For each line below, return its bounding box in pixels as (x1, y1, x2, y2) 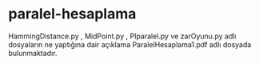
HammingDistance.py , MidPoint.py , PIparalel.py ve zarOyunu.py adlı (8, 31, 237, 41)
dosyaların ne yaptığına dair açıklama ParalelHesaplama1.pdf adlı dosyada (8, 39, 252, 49)
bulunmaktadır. (8, 48, 58, 58)
